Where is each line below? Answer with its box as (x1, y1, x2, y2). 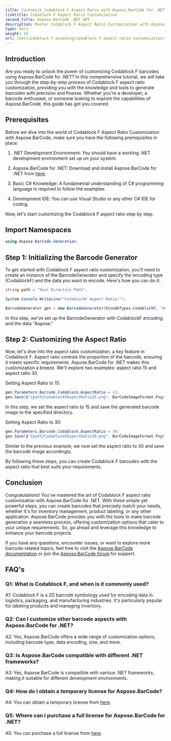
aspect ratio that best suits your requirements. (5, 463, 102, 470)
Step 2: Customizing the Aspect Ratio (5, 335, 127, 344)
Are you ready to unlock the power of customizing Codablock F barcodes (5, 68, 159, 74)
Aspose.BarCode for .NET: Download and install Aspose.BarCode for (12, 165, 157, 171)
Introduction (5, 54, 46, 64)
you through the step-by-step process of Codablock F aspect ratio (5, 79, 145, 85)
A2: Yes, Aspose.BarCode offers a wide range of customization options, (5, 634, 156, 640)
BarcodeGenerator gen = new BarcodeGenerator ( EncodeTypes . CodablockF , (5, 306, 158, 311)
